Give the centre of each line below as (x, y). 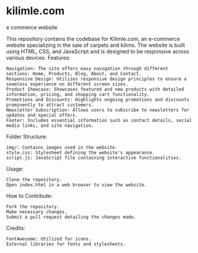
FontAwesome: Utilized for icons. (49, 239)
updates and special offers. (42, 115)
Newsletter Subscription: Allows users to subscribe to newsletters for (98, 110)
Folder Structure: (27, 136)
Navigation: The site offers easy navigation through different (87, 68)
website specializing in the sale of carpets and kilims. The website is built (96, 45)
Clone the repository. (34, 180)
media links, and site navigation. (50, 126)
